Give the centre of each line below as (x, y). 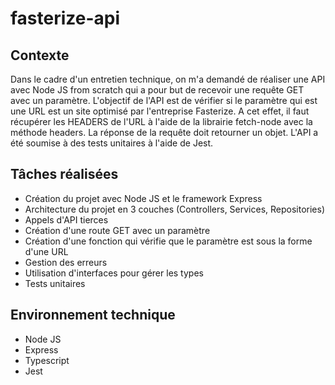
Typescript (47, 360)
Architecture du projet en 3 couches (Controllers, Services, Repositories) (175, 209)
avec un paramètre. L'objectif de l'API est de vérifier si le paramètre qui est (164, 100)
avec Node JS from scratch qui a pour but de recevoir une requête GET (157, 90)
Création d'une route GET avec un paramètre (117, 230)
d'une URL (46, 251)
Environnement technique (93, 315)
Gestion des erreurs (66, 262)
